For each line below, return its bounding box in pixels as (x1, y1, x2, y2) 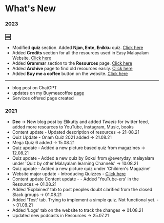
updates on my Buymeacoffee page (12, 90, 84, 96)
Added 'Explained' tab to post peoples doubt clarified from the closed (12, 186, 153, 192)
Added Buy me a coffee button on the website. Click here (12, 71, 128, 76)
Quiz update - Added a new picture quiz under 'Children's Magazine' (12, 165, 151, 172)
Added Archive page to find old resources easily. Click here (12, 66, 133, 72)
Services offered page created (12, 95, 74, 101)
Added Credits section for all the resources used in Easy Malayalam (12, 50, 149, 56)
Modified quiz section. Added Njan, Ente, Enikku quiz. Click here (12, 45, 143, 50)
